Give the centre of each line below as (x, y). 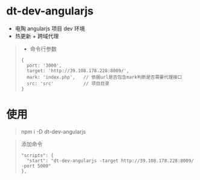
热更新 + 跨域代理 (37, 36)
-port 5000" (36, 166)
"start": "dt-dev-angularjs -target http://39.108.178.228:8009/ (110, 161)
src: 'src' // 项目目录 (68, 83)
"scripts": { (37, 155)
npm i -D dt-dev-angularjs (53, 131)
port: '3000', (44, 65)
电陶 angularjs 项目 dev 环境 (50, 28)
